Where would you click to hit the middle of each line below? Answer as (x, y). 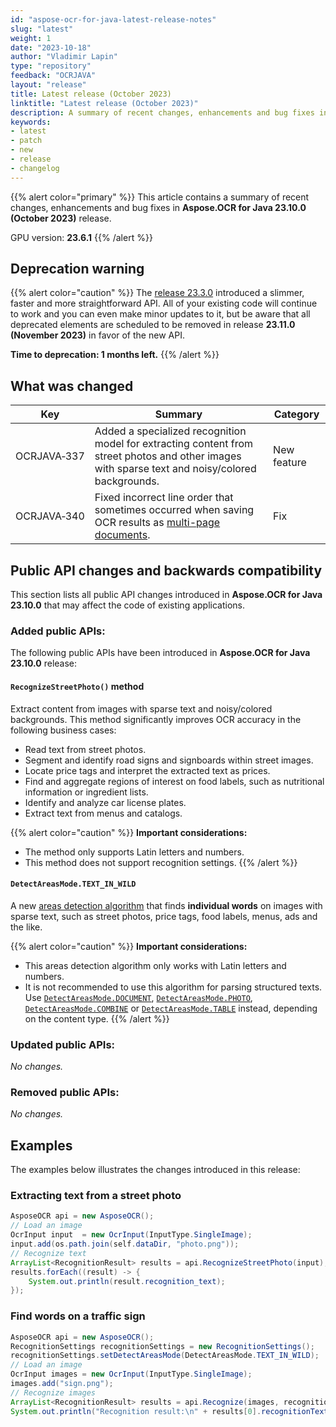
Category (296, 414)
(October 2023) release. (61, 218)
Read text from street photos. (85, 749)
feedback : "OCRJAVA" (53, 76)
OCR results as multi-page (157, 523)
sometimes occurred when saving (174, 510)
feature (290, 463)
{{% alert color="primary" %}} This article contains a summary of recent (160, 197)
